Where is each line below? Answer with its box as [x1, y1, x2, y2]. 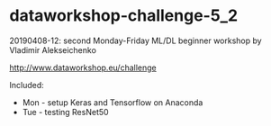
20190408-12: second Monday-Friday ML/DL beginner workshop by [9, 35, 263, 46]
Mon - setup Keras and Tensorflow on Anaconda [22, 96, 203, 108]
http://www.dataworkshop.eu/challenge [9, 62, 158, 73]
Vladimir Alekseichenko [9, 44, 97, 55]
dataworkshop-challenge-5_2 [9, 5, 239, 26]
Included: [9, 79, 45, 90]
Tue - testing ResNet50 [22, 106, 110, 117]
